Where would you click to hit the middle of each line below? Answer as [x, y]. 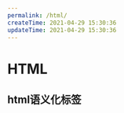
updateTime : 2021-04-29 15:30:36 [62, 30]
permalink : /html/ [37, 15]
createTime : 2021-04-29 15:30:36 [62, 23]
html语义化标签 [44, 99]
